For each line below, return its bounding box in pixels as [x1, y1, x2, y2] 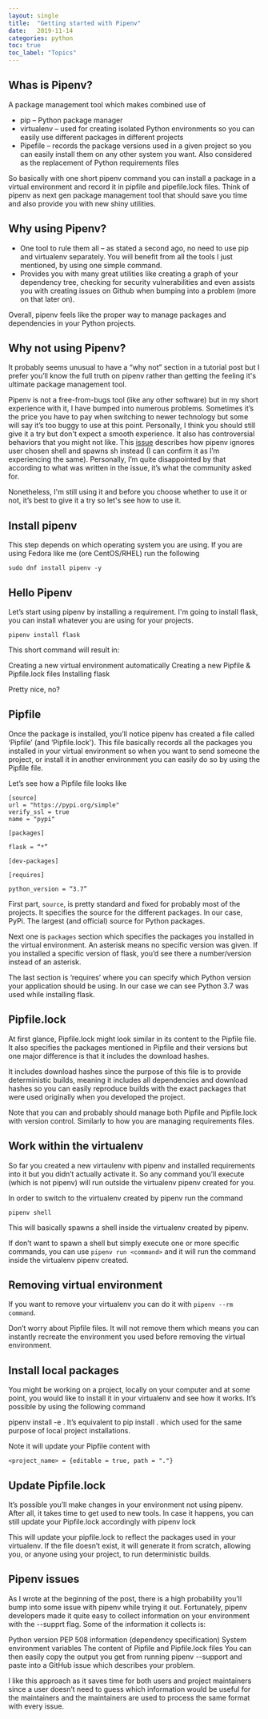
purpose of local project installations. [8, 1426, 130, 1436]
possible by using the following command [8, 1402, 146, 1412]
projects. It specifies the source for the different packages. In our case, [8, 908, 243, 917]
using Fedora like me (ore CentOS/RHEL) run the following [8, 549, 200, 559]
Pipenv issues [8, 1573, 80, 1586]
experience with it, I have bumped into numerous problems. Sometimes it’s [8, 403, 254, 413]
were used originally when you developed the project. [8, 1092, 186, 1101]
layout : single [8, 11, 59, 20]
